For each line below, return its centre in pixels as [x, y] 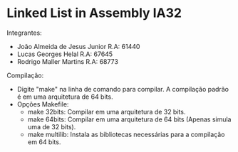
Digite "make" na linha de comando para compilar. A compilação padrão [123, 89]
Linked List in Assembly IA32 [94, 13]
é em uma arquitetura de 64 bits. [65, 97]
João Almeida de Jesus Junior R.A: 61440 [78, 46]
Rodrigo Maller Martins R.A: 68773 [68, 61]
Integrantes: [24, 33]
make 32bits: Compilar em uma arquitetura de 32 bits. [107, 112]
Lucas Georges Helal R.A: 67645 [65, 54]
